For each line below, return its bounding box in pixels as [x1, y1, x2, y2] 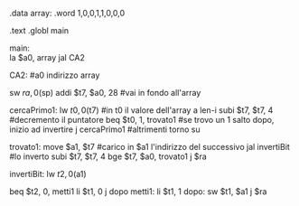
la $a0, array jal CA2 [9, 52, 86, 62]
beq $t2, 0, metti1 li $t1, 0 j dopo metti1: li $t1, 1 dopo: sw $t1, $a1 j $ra [9, 186, 267, 197]
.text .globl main [9, 25, 70, 35]
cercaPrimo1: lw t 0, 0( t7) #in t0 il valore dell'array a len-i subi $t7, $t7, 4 [9, 105, 274, 116]
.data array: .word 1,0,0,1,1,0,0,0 [9, 8, 126, 18]
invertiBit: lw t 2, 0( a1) [9, 169, 88, 179]
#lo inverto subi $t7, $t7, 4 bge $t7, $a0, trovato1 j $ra [9, 151, 208, 162]
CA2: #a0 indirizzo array [9, 70, 100, 80]
